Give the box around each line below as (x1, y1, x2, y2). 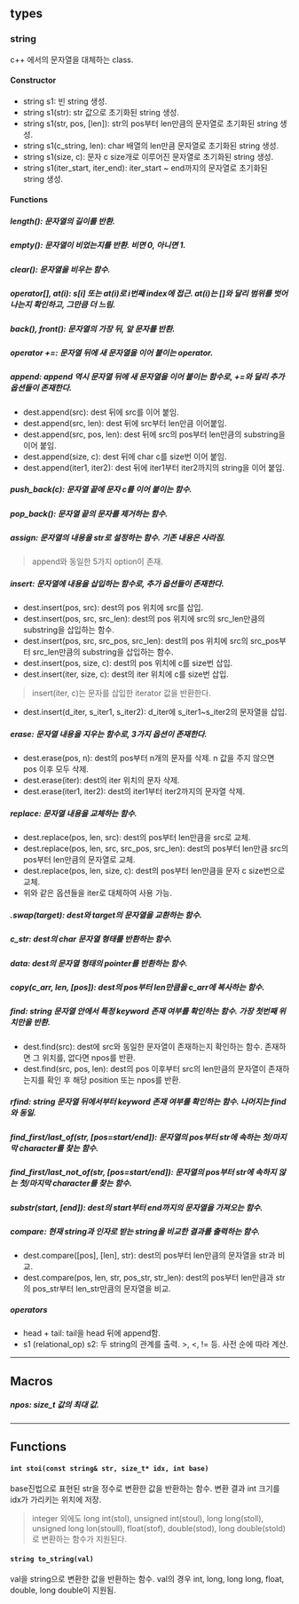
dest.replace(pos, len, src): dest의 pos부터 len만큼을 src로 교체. (22, 832, 251, 843)
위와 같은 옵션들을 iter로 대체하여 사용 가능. (22, 887, 172, 899)
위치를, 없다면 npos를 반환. (42, 1052, 136, 1063)
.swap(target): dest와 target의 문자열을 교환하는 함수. (10, 909, 202, 920)
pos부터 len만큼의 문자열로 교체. (22, 854, 136, 865)
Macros (10, 1373, 53, 1388)
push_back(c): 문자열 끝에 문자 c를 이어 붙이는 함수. (10, 484, 193, 495)
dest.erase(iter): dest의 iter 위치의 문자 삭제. (22, 775, 180, 786)
